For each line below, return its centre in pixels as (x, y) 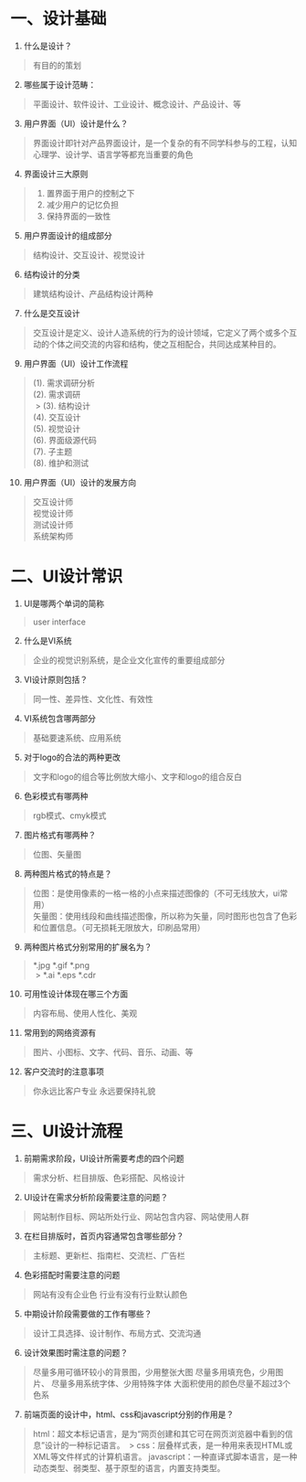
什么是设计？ (47, 46)
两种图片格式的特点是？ (68, 873)
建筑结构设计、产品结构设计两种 (93, 293)
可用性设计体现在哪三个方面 (76, 994)
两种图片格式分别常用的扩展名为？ (88, 946)
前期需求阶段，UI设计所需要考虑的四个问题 (104, 1158)
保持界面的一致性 (79, 216)
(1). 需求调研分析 (63, 383)
